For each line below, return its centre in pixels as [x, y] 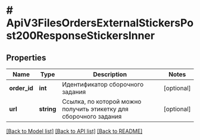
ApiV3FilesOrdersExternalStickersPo [100, 23]
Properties [26, 57]
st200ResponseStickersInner [81, 36]
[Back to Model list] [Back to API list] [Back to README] [74, 131]
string [48, 109]
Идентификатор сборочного [103, 84]
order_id [21, 88]
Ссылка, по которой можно [102, 102]
